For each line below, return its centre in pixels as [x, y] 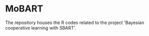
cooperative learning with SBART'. [41, 27]
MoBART [24, 9]
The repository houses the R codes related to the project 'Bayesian [75, 22]
